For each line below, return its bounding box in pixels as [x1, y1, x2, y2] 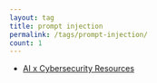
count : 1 [9, 38, 43, 48]
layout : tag [9, 13, 54, 23]
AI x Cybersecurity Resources [22, 63, 134, 74]
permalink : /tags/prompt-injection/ [9, 30, 148, 39]
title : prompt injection [9, 22, 103, 31]
